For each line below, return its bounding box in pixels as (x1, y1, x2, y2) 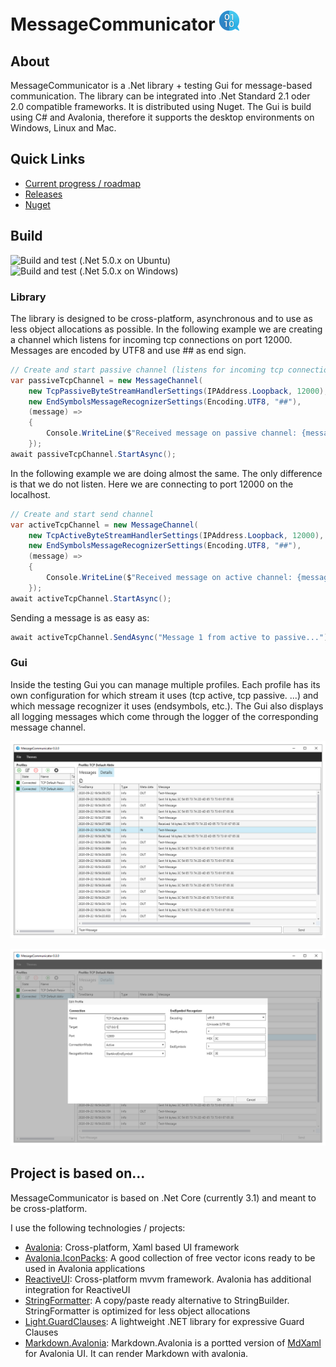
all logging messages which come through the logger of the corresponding (10, 710, 319, 722)
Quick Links (10, 151, 86, 168)
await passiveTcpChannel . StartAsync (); (10, 449, 177, 459)
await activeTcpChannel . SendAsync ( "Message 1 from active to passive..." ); (10, 632, 333, 642)
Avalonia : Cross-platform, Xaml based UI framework (24, 1241, 240, 1253)
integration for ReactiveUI (24, 1283, 131, 1295)
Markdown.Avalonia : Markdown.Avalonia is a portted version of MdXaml (24, 1336, 322, 1349)
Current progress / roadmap (24, 177, 141, 189)
